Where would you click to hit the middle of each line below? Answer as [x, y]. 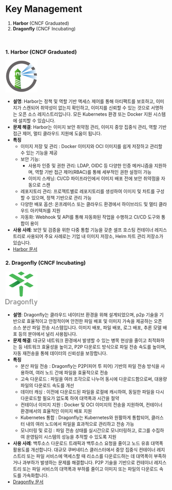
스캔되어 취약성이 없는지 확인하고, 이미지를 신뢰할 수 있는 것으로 [86, 108]
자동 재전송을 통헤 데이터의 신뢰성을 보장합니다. [60, 353]
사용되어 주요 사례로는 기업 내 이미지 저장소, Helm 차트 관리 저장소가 [95, 237]
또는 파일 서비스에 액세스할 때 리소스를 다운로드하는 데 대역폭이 [90, 456]
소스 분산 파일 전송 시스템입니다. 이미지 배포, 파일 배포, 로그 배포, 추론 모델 [87, 328]
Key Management [44, 9]
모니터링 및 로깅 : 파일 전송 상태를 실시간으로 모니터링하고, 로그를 [85, 430]
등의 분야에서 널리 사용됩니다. [48, 334]
